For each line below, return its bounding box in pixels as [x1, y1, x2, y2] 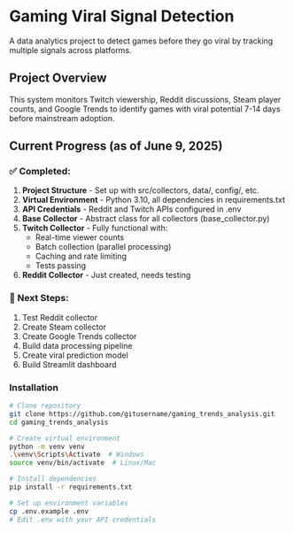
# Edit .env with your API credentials [9, 515, 157, 524]
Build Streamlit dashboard [21, 359, 117, 369]
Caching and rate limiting [35, 251, 127, 262]
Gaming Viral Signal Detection [9, 6, 235, 27]
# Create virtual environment [9, 434, 121, 443]
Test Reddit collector [21, 312, 98, 322]
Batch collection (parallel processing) [35, 242, 172, 252]
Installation [9, 381, 59, 393]
